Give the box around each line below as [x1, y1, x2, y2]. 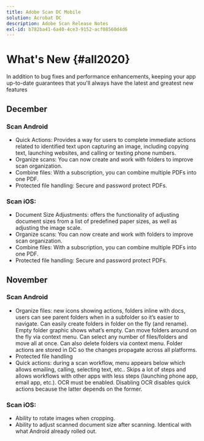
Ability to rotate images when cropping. [15, 415, 116, 422]
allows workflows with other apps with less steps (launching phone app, [15, 372, 198, 380]
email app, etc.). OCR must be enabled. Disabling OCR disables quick [15, 378, 190, 386]
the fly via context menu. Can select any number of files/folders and [15, 333, 188, 340]
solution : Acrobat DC [6, 15, 62, 21]
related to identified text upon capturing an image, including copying [15, 142, 189, 150]
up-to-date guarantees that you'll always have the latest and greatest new [6, 79, 194, 87]
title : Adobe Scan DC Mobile [6, 9, 81, 15]
